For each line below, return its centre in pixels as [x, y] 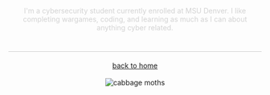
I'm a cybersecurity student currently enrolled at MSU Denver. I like [135, 11]
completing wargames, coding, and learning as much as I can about [135, 19]
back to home [135, 65]
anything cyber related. [135, 28]
